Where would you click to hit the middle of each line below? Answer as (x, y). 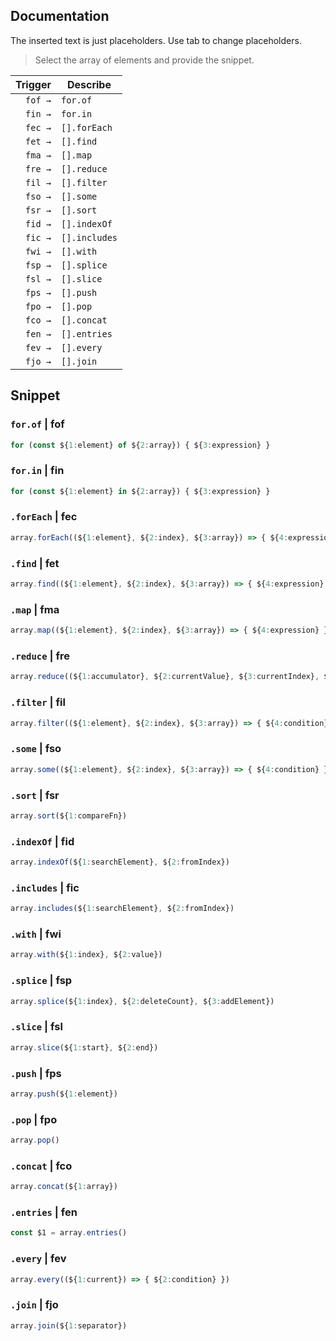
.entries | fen (44, 1212)
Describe (89, 84)
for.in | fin (37, 471)
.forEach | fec (44, 517)
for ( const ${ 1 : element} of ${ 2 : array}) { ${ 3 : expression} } (140, 445)
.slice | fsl (36, 1027)
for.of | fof (37, 424)
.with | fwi (36, 934)
